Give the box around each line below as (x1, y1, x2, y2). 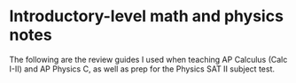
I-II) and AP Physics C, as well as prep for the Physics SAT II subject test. (9, 64, 275, 74)
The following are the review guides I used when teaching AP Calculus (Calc (9, 54, 288, 64)
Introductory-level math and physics (9, 6, 284, 26)
